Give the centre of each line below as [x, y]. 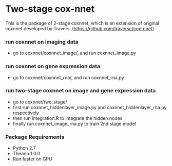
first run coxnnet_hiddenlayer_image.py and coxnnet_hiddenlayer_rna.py [90, 107]
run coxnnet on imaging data [42, 42]
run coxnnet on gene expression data [53, 66]
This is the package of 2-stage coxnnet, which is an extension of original [82, 23]
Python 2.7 [24, 148]
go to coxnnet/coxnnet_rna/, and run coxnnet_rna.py [68, 77]
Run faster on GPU [32, 159]
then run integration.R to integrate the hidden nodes [68, 118]
